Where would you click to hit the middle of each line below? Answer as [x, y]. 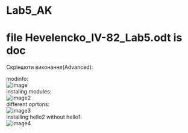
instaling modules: [29, 92]
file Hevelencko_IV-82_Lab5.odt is [94, 38]
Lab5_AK [29, 10]
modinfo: [17, 79]
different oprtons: [28, 104]
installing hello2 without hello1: [44, 117]
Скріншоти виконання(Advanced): [50, 67]
